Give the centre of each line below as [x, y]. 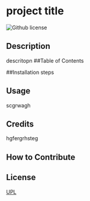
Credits [20, 124]
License [21, 177]
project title [35, 11]
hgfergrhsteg [22, 138]
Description [28, 46]
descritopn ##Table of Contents [45, 60]
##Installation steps [30, 72]
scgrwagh [18, 105]
